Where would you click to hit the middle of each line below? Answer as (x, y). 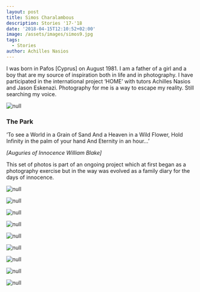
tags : (13, 40)
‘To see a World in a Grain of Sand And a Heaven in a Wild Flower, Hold (95, 135)
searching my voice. (31, 94)
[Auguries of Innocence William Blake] (54, 153)
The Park (20, 122)
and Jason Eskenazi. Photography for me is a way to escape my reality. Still (100, 88)
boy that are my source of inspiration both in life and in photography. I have (100, 75)
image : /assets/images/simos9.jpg (50, 34)
